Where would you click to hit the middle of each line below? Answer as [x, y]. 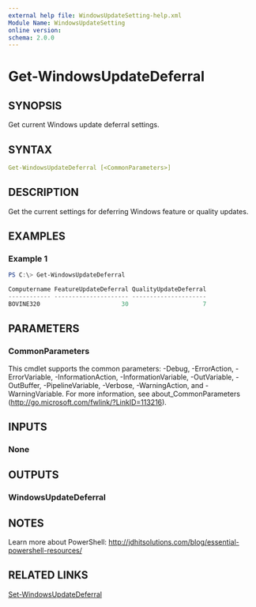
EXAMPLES [37, 237]
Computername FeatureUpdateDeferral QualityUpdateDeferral [107, 289]
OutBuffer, [25, 385]
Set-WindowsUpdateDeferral [55, 594]
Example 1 [28, 259]
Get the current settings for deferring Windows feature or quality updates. [128, 211]
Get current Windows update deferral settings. [84, 125]
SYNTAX [30, 150]
